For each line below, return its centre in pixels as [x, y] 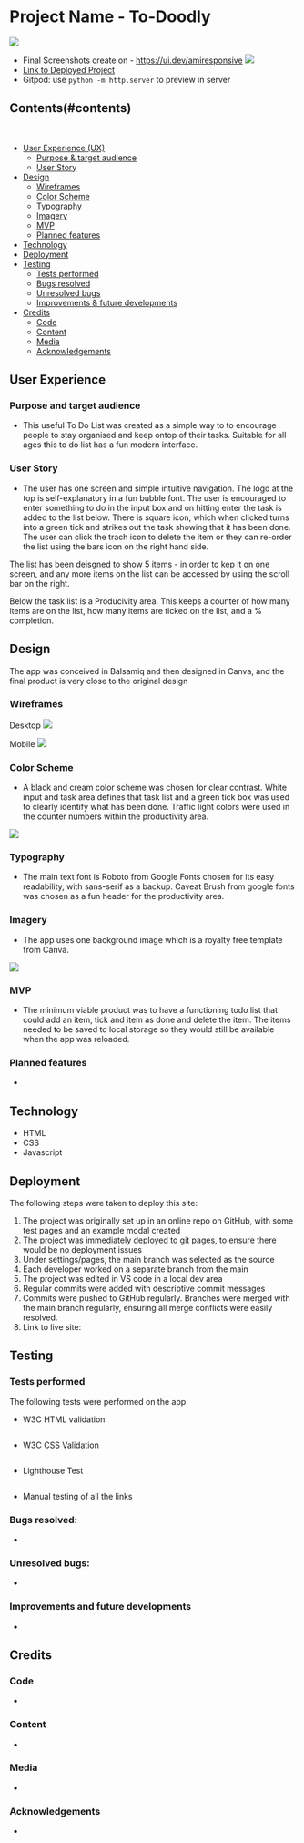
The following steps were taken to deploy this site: [104, 1203]
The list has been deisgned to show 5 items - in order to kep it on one [140, 564]
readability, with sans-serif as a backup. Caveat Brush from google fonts [158, 886]
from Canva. [46, 949]
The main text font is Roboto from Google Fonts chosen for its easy [148, 877]
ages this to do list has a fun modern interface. [110, 445]
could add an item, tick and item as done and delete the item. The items [157, 1020]
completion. [32, 620]
